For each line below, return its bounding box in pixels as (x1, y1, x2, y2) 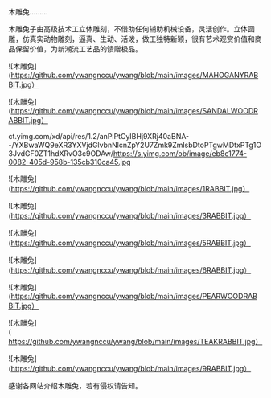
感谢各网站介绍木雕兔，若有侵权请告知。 (8, 381, 142, 390)
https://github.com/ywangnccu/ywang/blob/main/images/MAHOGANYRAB (10, 71, 259, 80)
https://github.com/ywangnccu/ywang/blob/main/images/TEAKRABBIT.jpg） (8, 337, 263, 346)
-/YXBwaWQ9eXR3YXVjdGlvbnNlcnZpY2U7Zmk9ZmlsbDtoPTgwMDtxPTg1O (8, 140, 262, 150)
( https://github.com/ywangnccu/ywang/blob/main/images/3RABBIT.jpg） (8, 211, 252, 220)
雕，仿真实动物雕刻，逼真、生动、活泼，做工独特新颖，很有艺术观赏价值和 (8, 35, 255, 43)
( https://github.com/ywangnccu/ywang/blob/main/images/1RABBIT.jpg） (8, 184, 250, 193)
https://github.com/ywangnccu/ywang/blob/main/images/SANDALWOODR (10, 106, 259, 115)
